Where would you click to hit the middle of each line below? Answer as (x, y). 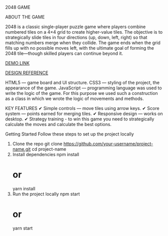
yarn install (24, 188)
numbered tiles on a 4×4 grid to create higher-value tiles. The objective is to (84, 32)
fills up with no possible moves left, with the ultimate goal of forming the (80, 48)
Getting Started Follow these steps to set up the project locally (70, 134)
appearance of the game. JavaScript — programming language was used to (83, 88)
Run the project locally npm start (46, 194)
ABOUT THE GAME (25, 17)
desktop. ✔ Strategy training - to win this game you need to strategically (80, 119)
